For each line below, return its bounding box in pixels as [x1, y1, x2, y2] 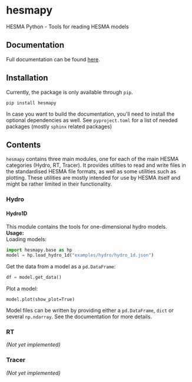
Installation [6, 73, 48, 83]
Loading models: [6, 235, 47, 242]
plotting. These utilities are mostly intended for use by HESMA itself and [6, 174, 181, 182]
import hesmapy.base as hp [6, 247, 72, 253]
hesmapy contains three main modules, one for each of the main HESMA [6, 156, 179, 163]
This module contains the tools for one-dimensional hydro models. [6, 223, 167, 230]
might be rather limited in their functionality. [6, 180, 112, 187]
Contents [6, 140, 41, 150]
